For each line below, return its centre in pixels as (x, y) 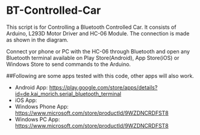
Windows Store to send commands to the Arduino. (68, 64)
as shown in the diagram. (38, 40)
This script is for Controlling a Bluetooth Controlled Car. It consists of (91, 27)
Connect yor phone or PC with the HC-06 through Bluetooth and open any (98, 51)
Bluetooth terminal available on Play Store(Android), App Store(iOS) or (93, 58)
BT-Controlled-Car (53, 10)
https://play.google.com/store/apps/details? (103, 87)
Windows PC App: (37, 119)
